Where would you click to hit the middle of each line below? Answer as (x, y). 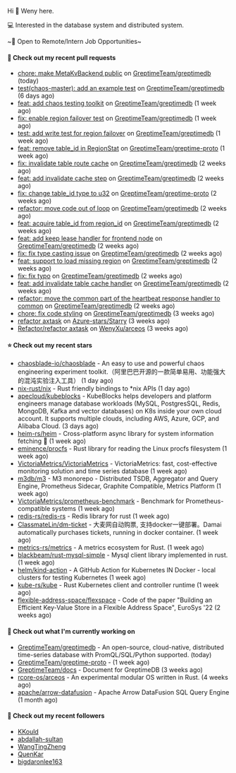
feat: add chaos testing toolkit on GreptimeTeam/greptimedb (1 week (117, 103)
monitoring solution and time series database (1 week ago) (103, 471)
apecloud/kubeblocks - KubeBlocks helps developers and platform (114, 396)
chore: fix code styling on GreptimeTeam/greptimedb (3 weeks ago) (116, 314)
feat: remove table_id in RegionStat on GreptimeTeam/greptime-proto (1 (121, 148)
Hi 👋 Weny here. (31, 11)
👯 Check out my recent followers (56, 716)
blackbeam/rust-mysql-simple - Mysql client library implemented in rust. (123, 555)
